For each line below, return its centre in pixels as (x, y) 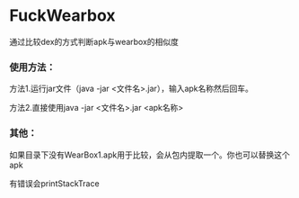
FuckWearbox (62, 16)
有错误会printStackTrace (55, 183)
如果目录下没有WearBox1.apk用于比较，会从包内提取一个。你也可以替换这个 (149, 155)
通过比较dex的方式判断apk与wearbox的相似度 (94, 41)
